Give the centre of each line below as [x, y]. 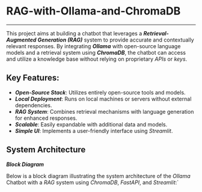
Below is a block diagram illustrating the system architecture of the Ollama [98, 176]
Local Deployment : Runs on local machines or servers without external [103, 99]
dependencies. [33, 105]
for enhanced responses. [46, 118]
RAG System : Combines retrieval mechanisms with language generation [104, 111]
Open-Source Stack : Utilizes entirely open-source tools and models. [100, 92]
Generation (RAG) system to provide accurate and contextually [116, 40]
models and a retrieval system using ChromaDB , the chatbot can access [96, 52]
